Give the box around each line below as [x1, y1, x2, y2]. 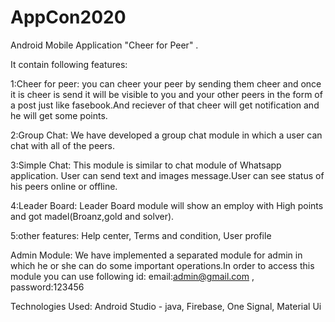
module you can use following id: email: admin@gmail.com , [10, 270, 255, 282]
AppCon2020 [10, 6, 127, 29]
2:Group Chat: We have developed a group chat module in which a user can [10, 129, 323, 141]
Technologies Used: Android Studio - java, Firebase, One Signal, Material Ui [10, 300, 322, 312]
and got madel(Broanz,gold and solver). [10, 210, 175, 222]
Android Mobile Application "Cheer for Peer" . [10, 39, 199, 51]
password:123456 [10, 281, 85, 293]
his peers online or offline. [10, 180, 118, 192]
